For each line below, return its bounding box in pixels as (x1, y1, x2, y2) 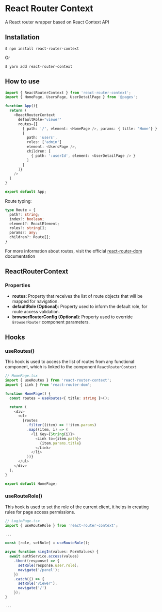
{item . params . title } (39, 440, 81, 446)
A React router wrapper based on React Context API (5, 19, 109, 25)
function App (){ (5, 103, 38, 109)
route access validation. (12, 308, 60, 314)
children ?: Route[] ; (9, 235, 51, 240)
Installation (5, 33, 40, 41)
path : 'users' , (26, 135, 57, 140)
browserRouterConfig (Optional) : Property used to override (12, 314, 133, 320)
